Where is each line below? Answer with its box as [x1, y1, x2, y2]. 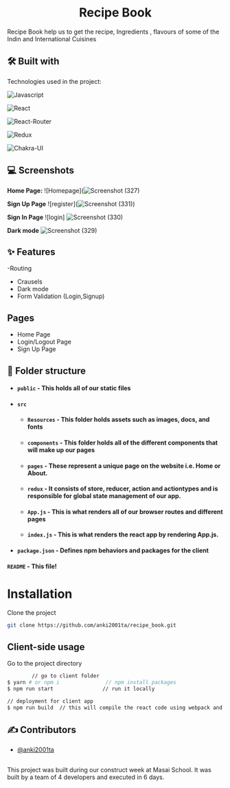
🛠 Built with [7, 56, 60, 67]
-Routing [7, 264, 32, 273]
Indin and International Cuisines [7, 34, 97, 43]
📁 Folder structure [7, 365, 87, 376]
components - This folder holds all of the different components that [27, 438, 218, 447]
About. [27, 469, 48, 477]
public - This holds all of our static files [16, 384, 131, 392]
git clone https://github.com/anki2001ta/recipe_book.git [7, 622, 176, 629]
